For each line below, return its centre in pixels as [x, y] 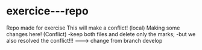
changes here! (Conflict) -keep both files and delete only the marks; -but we [101, 34]
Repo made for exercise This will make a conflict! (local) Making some [93, 28]
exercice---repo [47, 11]
